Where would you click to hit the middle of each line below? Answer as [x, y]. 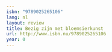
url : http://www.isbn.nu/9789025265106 [56, 34]
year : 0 [16, 39]
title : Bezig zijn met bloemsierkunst [55, 28]
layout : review [25, 23]
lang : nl [17, 17]
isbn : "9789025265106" [35, 12]
